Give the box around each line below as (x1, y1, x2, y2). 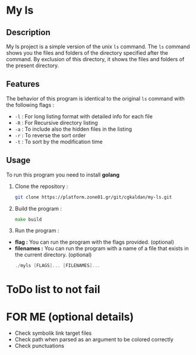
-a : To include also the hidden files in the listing (14, 125, 132, 133)
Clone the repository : (14, 183, 68, 190)
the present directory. (6, 62, 59, 69)
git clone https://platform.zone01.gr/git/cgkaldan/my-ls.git (14, 194, 172, 200)
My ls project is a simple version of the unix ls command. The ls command (6, 43, 190, 50)
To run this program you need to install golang (6, 171, 120, 178)
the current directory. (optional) (14, 251, 92, 259)
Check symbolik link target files (14, 329, 92, 337)
